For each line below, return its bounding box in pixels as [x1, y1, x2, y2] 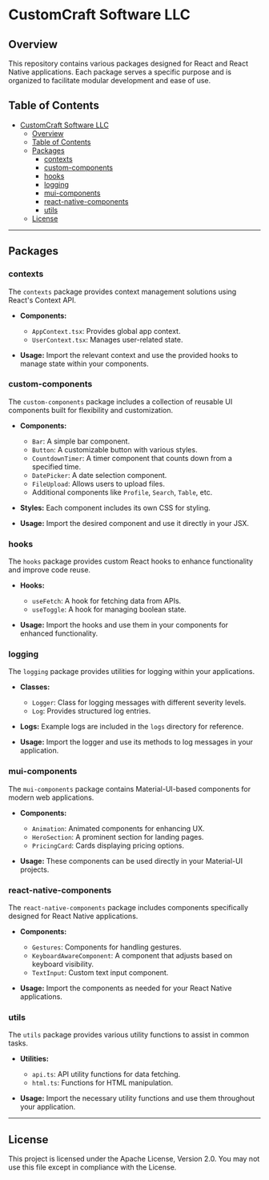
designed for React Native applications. [8, 911, 139, 921]
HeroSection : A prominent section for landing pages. [31, 832, 204, 841]
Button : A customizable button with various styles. [31, 444, 198, 454]
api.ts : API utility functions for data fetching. [31, 1070, 181, 1079]
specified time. [31, 462, 82, 472]
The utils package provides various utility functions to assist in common [8, 1030, 250, 1040]
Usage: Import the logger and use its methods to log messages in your [19, 737, 254, 747]
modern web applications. [8, 793, 94, 802]
